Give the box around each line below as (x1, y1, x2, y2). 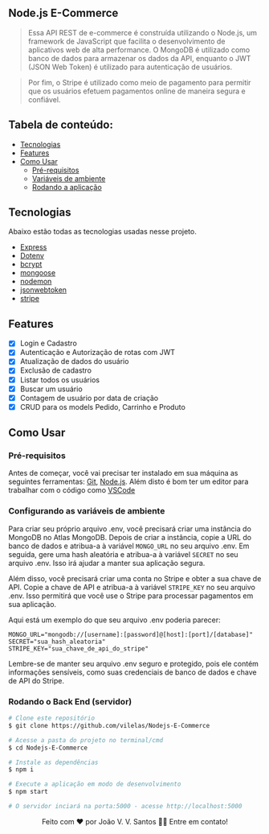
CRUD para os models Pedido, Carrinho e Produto (19, 402, 186, 411)
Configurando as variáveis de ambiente (8, 506, 165, 517)
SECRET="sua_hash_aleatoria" (8, 638, 106, 646)
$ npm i (8, 766, 35, 774)
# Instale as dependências (8, 758, 99, 766)
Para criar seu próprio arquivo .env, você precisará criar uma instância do (8, 523, 251, 534)
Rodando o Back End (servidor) (8, 696, 132, 707)
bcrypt (19, 259, 43, 269)
